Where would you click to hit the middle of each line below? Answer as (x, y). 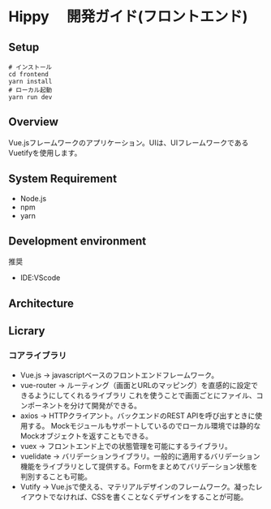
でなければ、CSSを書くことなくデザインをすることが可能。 (148, 497)
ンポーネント (41, 405)
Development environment (77, 242)
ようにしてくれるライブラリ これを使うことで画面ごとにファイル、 (146, 395)
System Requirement (63, 179)
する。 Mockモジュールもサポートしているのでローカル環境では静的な (144, 425)
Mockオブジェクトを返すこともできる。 (86, 436)
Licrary (27, 331)
